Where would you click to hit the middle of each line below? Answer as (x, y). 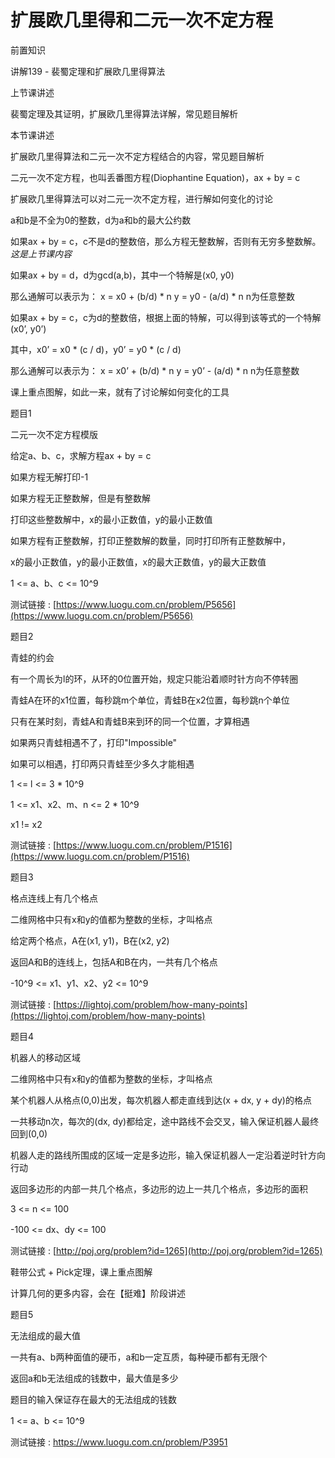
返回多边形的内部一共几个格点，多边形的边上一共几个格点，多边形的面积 (159, 1188)
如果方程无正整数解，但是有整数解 (80, 498)
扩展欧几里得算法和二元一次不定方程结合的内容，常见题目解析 (137, 156)
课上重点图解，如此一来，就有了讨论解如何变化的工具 (120, 392)
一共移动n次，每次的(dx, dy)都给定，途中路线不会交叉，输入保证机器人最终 (165, 1121)
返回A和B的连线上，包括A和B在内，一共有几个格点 (114, 962)
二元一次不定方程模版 (54, 434)
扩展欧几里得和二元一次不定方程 (142, 20)
